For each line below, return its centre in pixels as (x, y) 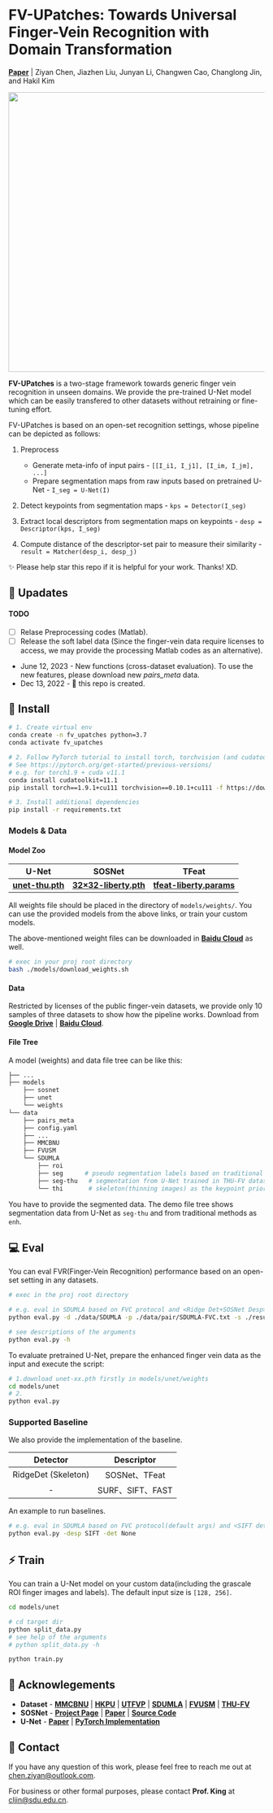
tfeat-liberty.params (194, 885)
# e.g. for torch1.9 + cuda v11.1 (67, 772)
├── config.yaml (51, 1128)
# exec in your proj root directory (70, 962)
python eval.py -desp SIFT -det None (72, 1534)
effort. (42, 409)
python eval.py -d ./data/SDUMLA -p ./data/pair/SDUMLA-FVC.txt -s (125, 1317)
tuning (19, 409)
